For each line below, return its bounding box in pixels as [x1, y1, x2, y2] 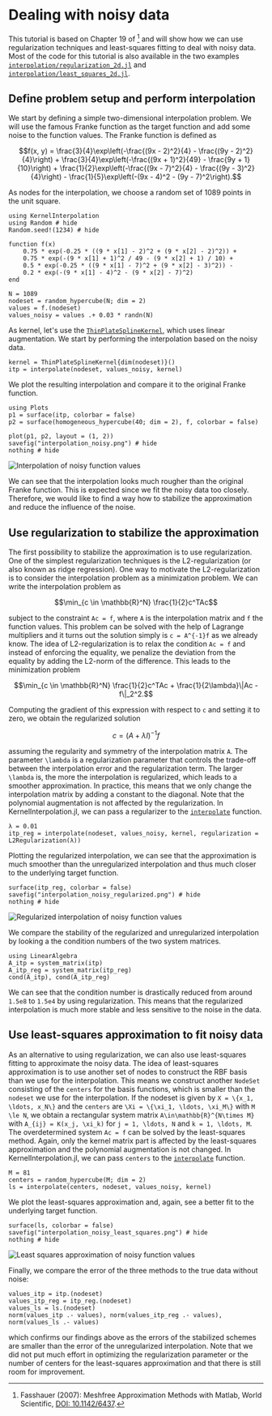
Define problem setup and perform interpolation [8, 92, 257, 105]
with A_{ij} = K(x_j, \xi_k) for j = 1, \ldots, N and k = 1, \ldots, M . [8, 1119, 253, 1128]
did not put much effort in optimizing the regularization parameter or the [8, 1350, 249, 1359]
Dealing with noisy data [8, 6, 170, 24]
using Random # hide [8, 219, 79, 228]
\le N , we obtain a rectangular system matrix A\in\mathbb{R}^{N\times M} [8, 1110, 255, 1119]
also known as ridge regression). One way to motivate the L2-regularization [8, 565, 261, 575]
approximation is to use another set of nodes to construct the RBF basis [8, 1067, 248, 1076]
